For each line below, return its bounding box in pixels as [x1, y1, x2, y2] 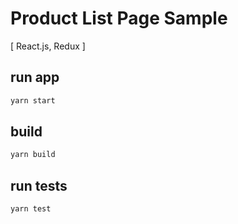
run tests [10, 177, 68, 194]
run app [10, 69, 60, 86]
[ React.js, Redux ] [10, 40, 86, 52]
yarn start [10, 95, 56, 106]
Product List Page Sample [10, 7, 228, 30]
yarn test [10, 204, 52, 214]
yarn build [10, 150, 56, 160]
